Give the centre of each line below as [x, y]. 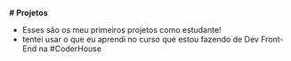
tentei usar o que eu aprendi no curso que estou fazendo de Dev [141, 39]
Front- [272, 39]
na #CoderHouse [70, 49]
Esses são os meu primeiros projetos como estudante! [121, 30]
